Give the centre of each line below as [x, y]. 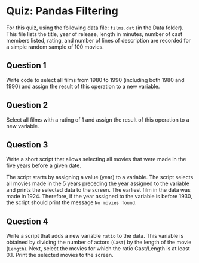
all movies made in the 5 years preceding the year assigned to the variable [98, 183]
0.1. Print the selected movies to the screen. [60, 255]
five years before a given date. [44, 165]
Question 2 [27, 105]
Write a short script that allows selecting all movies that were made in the [96, 159]
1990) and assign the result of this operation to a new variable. [83, 86]
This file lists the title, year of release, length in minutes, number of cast [94, 34]
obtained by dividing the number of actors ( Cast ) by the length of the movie [99, 242]
